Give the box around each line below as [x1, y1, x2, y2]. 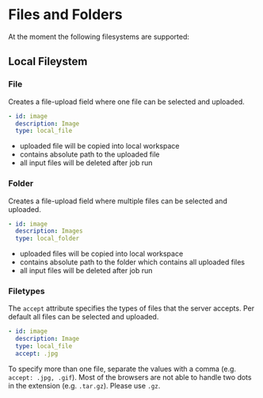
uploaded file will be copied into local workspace [19, 141, 180, 151]
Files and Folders [8, 6, 123, 24]
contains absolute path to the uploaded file [19, 149, 160, 160]
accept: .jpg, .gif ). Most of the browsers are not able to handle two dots [8, 372, 252, 382]
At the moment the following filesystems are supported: [8, 32, 190, 41]
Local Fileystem [8, 55, 88, 68]
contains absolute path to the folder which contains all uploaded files [19, 257, 246, 267]
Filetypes [8, 286, 45, 297]
